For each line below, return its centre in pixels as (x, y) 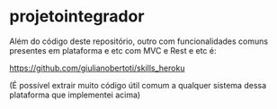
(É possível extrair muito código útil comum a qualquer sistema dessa (138, 85)
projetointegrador (77, 17)
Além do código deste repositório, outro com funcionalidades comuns (138, 41)
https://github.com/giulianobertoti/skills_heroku (97, 68)
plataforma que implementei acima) (75, 95)
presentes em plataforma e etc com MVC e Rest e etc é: (113, 50)
